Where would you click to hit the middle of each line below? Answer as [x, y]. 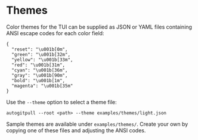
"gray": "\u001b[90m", [40, 75]
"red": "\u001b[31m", [38, 65]
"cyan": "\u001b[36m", [40, 70]
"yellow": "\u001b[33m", [42, 60]
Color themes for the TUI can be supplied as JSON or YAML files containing [99, 27]
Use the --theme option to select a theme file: [62, 102]
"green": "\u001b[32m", [41, 54]
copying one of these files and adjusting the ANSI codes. [76, 130]
